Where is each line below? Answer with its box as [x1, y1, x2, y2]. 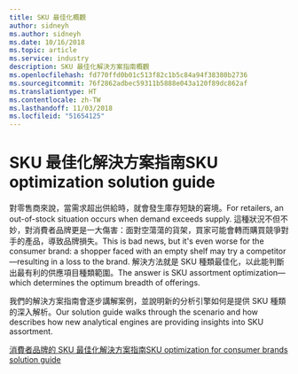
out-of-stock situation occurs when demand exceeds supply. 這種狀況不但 [9, 214, 281, 224]
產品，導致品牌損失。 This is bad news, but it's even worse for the [24, 236, 264, 246]
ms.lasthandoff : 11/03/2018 [9, 104, 114, 113]
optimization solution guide [9, 172, 216, 192]
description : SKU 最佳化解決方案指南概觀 [9, 63, 150, 72]
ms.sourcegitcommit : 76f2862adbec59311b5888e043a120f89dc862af [9, 79, 248, 88]
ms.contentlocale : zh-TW [9, 95, 101, 105]
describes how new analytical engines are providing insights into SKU [9, 316, 264, 328]
